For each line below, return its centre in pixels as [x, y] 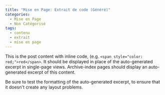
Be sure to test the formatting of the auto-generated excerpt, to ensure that [83, 82]
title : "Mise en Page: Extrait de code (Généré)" [58, 10]
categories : [17, 14]
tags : [11, 28]
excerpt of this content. [51, 72]
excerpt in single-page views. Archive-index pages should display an [76, 67]
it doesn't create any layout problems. [44, 87]
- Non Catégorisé [28, 24]
